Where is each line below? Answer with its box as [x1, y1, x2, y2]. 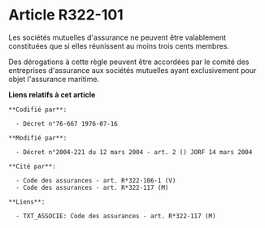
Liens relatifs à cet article [8, 89, 96, 99]
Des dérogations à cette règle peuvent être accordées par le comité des [8, 57, 250, 67]
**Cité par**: [8, 162, 57, 170]
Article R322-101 [8, 6, 124, 24]
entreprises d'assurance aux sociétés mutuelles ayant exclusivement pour [8, 65, 257, 75]
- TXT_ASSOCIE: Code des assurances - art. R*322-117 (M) [15, 212, 217, 220]
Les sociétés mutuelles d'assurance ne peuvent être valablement [8, 32, 226, 42]
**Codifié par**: [8, 105, 67, 114]
